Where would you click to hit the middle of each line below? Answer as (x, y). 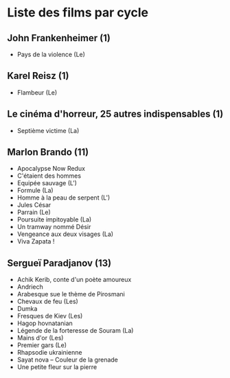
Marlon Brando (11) (48, 152)
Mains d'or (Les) (40, 338)
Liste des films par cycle (78, 13)
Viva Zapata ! (36, 241)
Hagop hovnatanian (45, 323)
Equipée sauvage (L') (47, 183)
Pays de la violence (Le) (51, 54)
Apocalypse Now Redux (51, 169)
